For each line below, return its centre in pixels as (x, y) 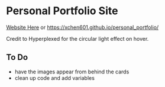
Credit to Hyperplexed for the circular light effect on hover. (77, 38)
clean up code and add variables (54, 78)
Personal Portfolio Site (62, 11)
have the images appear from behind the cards (72, 72)
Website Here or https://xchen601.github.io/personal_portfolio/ (82, 27)
